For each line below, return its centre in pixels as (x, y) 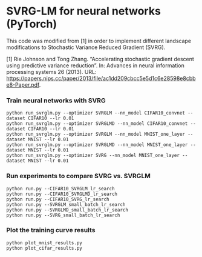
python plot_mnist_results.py (44, 243)
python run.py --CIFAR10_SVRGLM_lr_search (60, 189)
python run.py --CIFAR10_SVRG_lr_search (58, 199)
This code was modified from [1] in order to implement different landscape (99, 41)
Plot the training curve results (51, 230)
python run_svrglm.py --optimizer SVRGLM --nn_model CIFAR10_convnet (96, 113)
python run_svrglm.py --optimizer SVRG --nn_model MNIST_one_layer (93, 156)
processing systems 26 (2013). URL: (51, 72)
